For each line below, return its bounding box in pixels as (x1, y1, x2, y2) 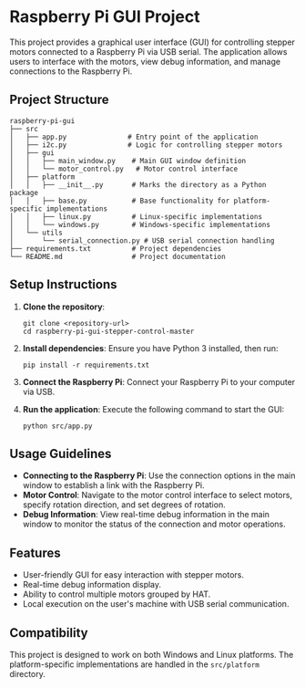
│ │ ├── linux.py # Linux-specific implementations (9, 212, 262, 221)
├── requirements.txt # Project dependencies (9, 244, 222, 253)
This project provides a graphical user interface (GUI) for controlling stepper (9, 36, 296, 47)
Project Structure (9, 92, 109, 108)
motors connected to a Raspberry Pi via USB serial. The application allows (9, 46, 288, 57)
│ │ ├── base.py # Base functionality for (9, 196, 230, 205)
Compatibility (9, 625, 88, 641)
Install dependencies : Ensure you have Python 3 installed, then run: (22, 342, 280, 353)
